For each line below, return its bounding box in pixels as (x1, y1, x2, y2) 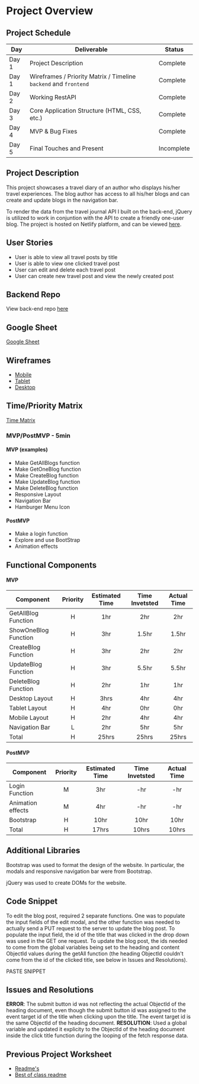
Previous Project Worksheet (6, 1049, 112, 1059)
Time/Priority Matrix (6, 401, 83, 411)
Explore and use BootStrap (14, 537, 81, 544)
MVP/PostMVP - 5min (6, 431, 71, 439)
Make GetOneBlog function (14, 466, 81, 473)
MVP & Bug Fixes (29, 127, 78, 135)
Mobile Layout (9, 713, 49, 722)
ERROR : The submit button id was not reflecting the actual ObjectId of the (6, 1000, 186, 1008)
